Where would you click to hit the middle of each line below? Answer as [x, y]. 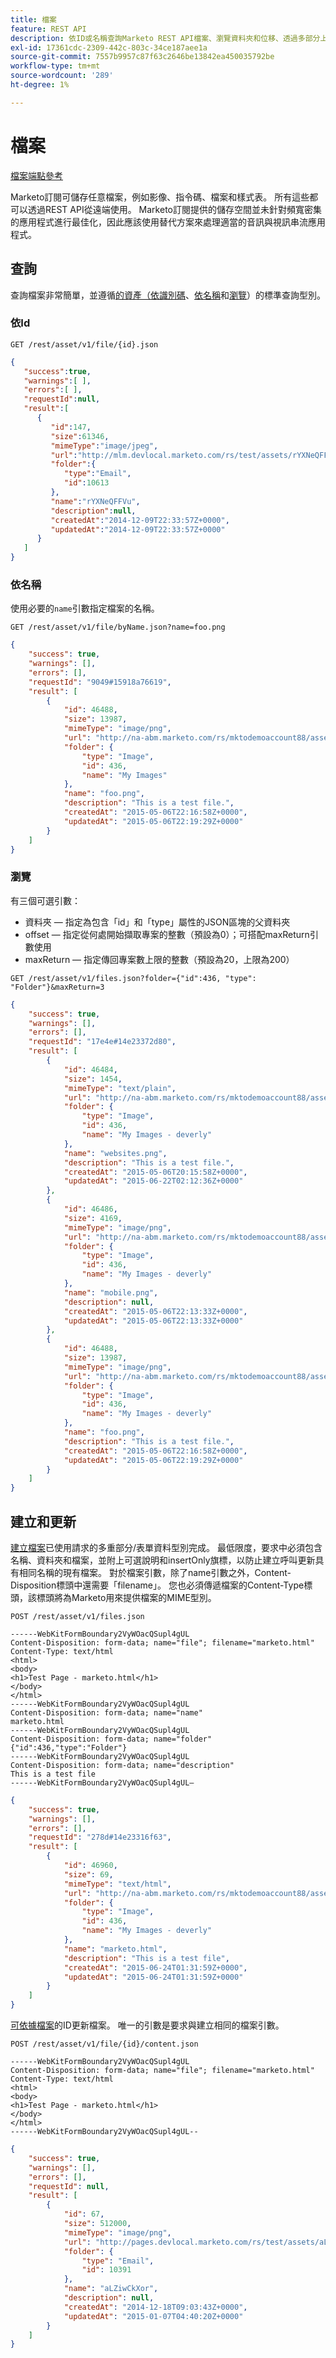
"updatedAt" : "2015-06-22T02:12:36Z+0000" [153, 1181]
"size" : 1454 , [93, 1079]
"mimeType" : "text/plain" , [120, 1088]
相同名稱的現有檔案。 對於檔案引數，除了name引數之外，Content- [155, 1572]
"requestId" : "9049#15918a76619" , [100, 682]
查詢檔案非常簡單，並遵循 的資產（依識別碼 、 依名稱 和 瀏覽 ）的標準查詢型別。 [168, 295]
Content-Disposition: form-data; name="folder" [111, 1739]
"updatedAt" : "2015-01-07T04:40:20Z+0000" [153, 2316]
